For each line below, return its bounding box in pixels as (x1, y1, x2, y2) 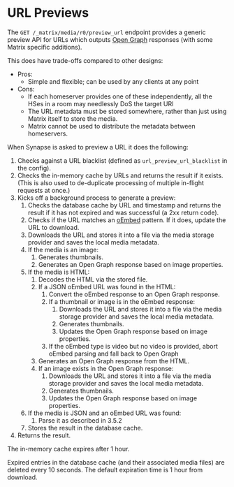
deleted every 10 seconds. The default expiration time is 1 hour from (7, 465, 203, 474)
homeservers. (27, 129, 68, 138)
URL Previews (7, 5, 89, 21)
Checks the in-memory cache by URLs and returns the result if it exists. (17, 171, 224, 180)
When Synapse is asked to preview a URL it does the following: (7, 143, 189, 151)
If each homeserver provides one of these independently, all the (27, 92, 213, 101)
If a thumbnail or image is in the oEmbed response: (48, 297, 196, 305)
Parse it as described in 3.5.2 (38, 416, 122, 424)
